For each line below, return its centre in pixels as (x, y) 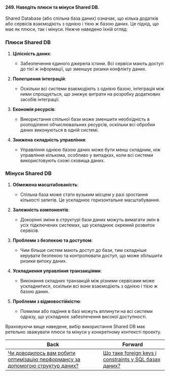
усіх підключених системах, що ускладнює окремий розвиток (88, 225)
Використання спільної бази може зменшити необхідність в (85, 119)
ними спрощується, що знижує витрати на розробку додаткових (90, 94)
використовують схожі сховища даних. (62, 160)
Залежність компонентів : (41, 210)
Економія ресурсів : (34, 109)
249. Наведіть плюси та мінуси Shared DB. (52, 7)
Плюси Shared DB (28, 42)
